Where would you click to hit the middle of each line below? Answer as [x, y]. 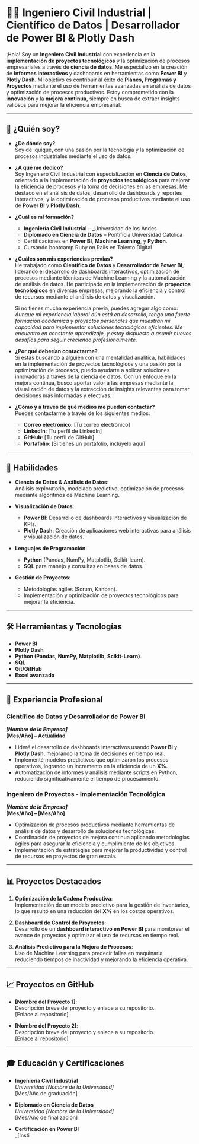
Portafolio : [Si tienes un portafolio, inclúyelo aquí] [84, 443]
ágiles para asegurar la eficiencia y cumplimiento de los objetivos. [95, 844]
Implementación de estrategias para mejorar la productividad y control [101, 850]
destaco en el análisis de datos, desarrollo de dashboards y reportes [98, 192]
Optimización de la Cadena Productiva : [64, 899]
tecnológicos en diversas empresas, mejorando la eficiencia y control [100, 290]
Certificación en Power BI [47, 1129]
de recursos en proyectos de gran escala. [65, 856]
